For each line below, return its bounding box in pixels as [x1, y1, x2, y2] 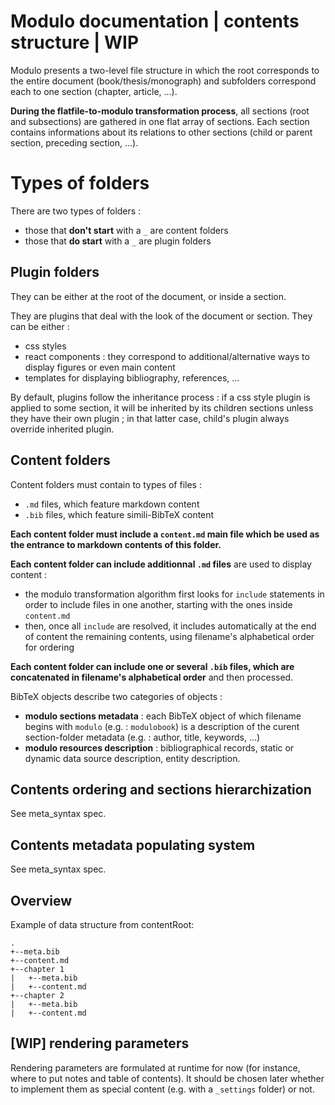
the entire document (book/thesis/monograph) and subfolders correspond [10, 75, 317, 87]
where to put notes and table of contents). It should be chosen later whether [10, 1072, 325, 1084]
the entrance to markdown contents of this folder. [10, 538, 222, 550]
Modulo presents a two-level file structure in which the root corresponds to [10, 64, 320, 76]
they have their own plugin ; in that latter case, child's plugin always [10, 412, 290, 424]
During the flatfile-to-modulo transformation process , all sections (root [10, 105, 310, 117]
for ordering [24, 641, 75, 653]
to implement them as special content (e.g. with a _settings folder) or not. [10, 1083, 315, 1095]
